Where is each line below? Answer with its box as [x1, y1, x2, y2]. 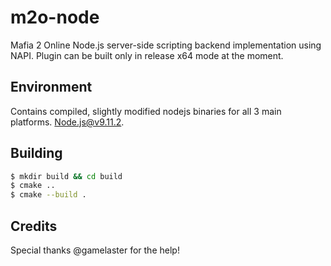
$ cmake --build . [10, 190, 87, 200]
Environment [10, 79, 93, 96]
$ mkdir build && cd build [10, 171, 123, 181]
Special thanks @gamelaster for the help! [10, 244, 180, 256]
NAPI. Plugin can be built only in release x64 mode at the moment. [10, 49, 284, 61]
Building [10, 145, 63, 162]
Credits [10, 217, 58, 235]
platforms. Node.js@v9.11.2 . [10, 116, 125, 128]
